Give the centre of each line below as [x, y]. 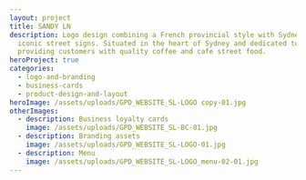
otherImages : [34, 111]
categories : [32, 69]
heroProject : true [44, 60]
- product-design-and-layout [73, 94]
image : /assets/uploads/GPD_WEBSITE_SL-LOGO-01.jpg [126, 145]
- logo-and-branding [56, 77]
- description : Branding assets [79, 136]
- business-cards [51, 85]
